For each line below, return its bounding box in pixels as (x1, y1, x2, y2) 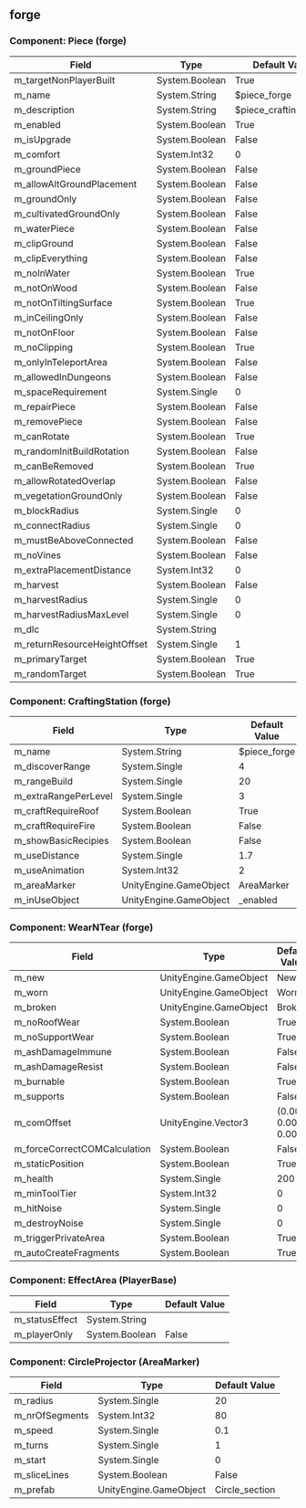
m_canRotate (14, 429, 70, 442)
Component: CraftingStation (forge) (9, 694, 171, 707)
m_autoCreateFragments (14, 1247, 120, 1260)
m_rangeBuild (14, 775, 73, 787)
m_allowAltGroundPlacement (14, 177, 138, 190)
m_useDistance (14, 849, 80, 861)
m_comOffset (14, 1116, 72, 1129)
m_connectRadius (14, 519, 91, 532)
